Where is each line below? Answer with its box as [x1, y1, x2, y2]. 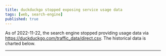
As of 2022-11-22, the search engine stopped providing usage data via [5, 30, 149, 36]
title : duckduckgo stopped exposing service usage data [5, 7, 123, 12]
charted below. [5, 41, 36, 47]
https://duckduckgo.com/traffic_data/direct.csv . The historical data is [5, 35, 146, 41]
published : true [5, 16, 39, 21]
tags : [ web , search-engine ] [5, 12, 63, 17]
